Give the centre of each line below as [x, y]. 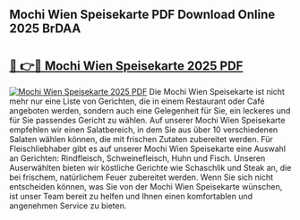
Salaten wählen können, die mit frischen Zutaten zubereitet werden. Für [141, 139]
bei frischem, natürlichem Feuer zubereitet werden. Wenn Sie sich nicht [141, 177]
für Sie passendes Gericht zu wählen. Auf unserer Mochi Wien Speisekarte [147, 120]
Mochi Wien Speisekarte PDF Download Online [142, 15]
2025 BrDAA [45, 29]
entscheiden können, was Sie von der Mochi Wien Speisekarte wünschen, [146, 186]
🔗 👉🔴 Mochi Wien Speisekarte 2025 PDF [126, 66]
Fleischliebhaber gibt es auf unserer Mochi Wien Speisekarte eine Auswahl [148, 148]
